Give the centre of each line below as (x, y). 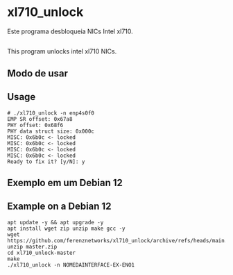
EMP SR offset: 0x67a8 (40, 119)
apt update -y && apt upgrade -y (55, 222)
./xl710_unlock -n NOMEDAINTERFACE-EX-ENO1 (71, 265)
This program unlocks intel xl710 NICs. (62, 51)
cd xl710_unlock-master (42, 253)
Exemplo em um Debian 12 (65, 182)
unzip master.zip (32, 247)
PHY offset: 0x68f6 (35, 125)
